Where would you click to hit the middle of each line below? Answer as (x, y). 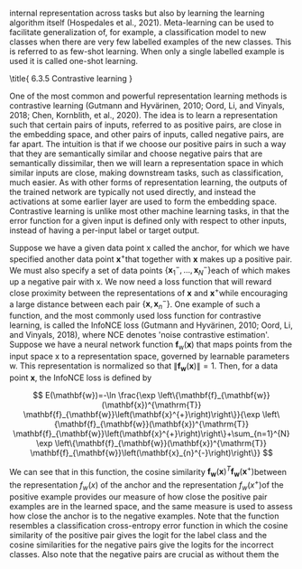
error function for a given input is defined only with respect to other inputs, (148, 221)
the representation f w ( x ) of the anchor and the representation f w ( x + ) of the (146, 485)
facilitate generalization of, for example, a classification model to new (138, 32)
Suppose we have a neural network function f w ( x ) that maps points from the (151, 345)
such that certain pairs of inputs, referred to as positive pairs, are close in (146, 125)
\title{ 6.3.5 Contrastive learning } (71, 79)
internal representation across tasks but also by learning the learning (137, 13)
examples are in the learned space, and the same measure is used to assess (151, 506)
